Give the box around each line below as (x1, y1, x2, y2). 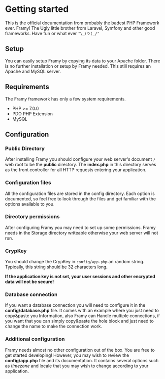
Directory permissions (5, 213, 60, 220)
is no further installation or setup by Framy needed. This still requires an (5, 63, 151, 69)
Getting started (5, 3, 69, 15)
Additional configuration (5, 335, 65, 342)
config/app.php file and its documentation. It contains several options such (5, 357, 159, 363)
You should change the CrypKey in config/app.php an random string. (5, 259, 145, 265)
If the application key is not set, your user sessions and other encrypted (5, 274, 155, 280)
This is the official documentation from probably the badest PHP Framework (5, 20, 160, 26)
